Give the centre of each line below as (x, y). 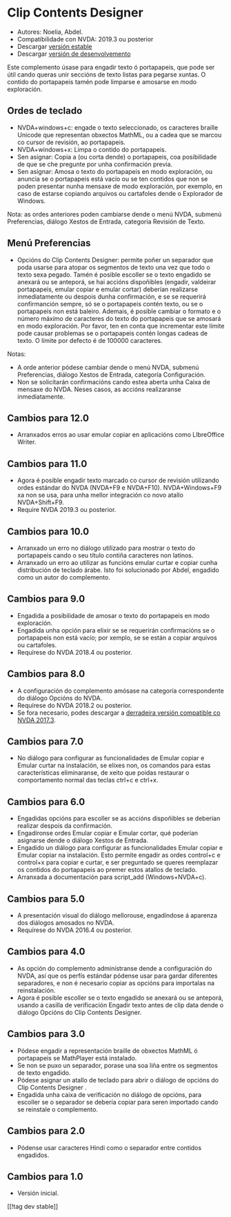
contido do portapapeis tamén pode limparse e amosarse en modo (102, 81)
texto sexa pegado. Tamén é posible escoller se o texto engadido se (114, 275)
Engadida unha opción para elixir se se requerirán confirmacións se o (116, 630)
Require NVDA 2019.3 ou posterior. (67, 510)
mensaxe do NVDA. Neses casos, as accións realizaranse (99, 389)
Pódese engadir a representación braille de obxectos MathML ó (107, 1051)
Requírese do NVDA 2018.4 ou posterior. (74, 652)
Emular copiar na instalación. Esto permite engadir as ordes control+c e (119, 855)
